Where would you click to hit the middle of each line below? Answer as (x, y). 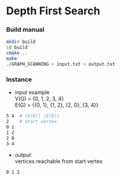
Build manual (25, 30)
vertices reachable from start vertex (58, 162)
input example (32, 92)
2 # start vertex (32, 122)
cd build (17, 48)
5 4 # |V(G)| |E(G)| (33, 116)
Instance (19, 79)
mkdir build (21, 42)
